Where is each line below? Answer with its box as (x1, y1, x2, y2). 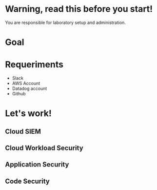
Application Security (5, 160, 69, 169)
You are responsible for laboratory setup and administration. (5, 20, 126, 25)
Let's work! (5, 108, 52, 119)
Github (12, 91, 26, 97)
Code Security (5, 177, 50, 185)
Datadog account (12, 85, 47, 91)
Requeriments (5, 59, 63, 70)
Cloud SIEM (5, 127, 41, 135)
